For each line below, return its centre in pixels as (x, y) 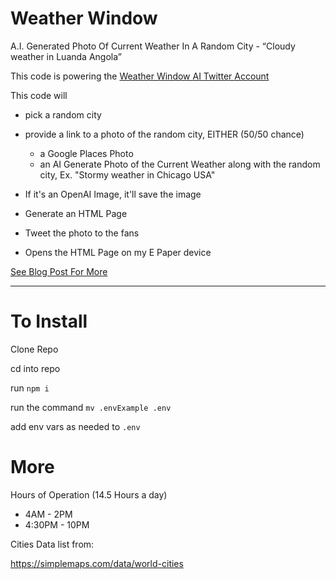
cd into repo (35, 368)
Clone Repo (34, 349)
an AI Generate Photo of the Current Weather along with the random (180, 164)
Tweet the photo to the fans (82, 233)
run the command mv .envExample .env (91, 407)
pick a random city (63, 114)
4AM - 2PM (48, 514)
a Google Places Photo (86, 153)
